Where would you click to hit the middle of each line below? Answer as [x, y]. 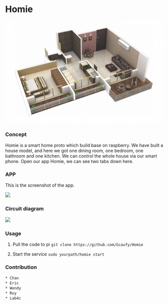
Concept [16, 134]
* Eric [12, 283]
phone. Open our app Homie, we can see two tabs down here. [69, 162]
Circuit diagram [25, 209]
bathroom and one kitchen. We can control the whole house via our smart [81, 156]
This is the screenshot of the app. [40, 185]
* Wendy [13, 288]
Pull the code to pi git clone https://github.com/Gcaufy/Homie [78, 245]
